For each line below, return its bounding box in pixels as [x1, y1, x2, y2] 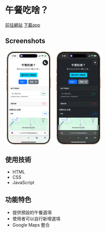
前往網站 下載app [5, 22, 41, 28]
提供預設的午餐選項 [12, 210, 52, 216]
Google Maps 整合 [12, 222, 50, 228]
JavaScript [12, 180, 35, 186]
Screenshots [5, 37, 46, 45]
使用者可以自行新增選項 [12, 216, 60, 222]
